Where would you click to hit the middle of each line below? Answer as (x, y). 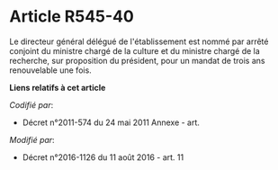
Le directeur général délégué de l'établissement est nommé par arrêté (139, 41)
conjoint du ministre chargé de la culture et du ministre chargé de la (135, 50)
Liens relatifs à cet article (58, 87)
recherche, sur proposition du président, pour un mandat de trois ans (137, 60)
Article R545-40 (72, 17)
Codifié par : (31, 104)
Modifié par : (32, 139)
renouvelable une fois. (50, 70)
